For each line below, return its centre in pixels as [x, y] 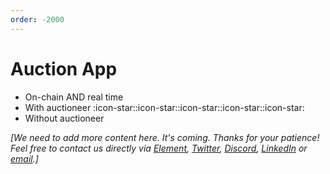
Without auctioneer [64, 118]
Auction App [64, 68]
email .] [24, 158]
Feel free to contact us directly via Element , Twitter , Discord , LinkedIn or [159, 148]
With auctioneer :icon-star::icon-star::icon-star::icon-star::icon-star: [164, 107]
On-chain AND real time [74, 97]
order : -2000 [37, 19]
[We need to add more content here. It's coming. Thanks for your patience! [165, 137]
